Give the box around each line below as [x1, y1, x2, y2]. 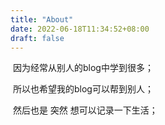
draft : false [10, 33, 65, 43]
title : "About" [10, 14, 74, 25]
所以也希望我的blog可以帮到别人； [12, 83, 154, 95]
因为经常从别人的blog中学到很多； [12, 62, 154, 74]
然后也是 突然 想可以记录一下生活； [12, 104, 158, 116]
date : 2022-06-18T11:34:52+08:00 [10, 24, 150, 34]
